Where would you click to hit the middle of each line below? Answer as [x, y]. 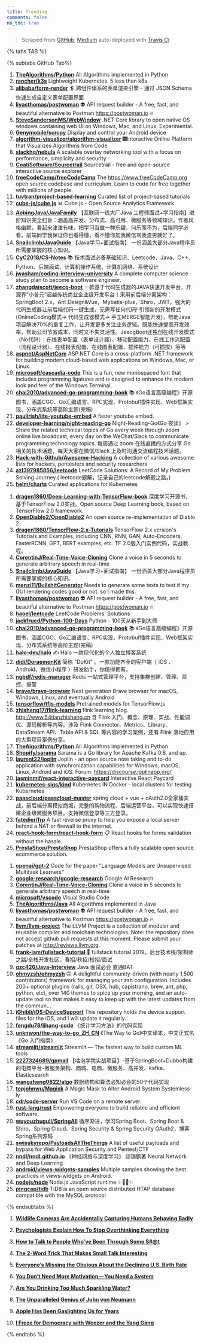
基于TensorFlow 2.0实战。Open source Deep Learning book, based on [102, 504]
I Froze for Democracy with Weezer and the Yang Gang [85, 1323]
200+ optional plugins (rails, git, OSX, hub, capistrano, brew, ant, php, [101, 987]
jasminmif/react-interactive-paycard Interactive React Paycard [95, 778]
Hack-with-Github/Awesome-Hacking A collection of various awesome [105, 458]
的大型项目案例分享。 [42, 740]
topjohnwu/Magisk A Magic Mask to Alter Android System [88, 1089]
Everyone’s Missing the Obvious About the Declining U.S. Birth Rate [101, 1265]
